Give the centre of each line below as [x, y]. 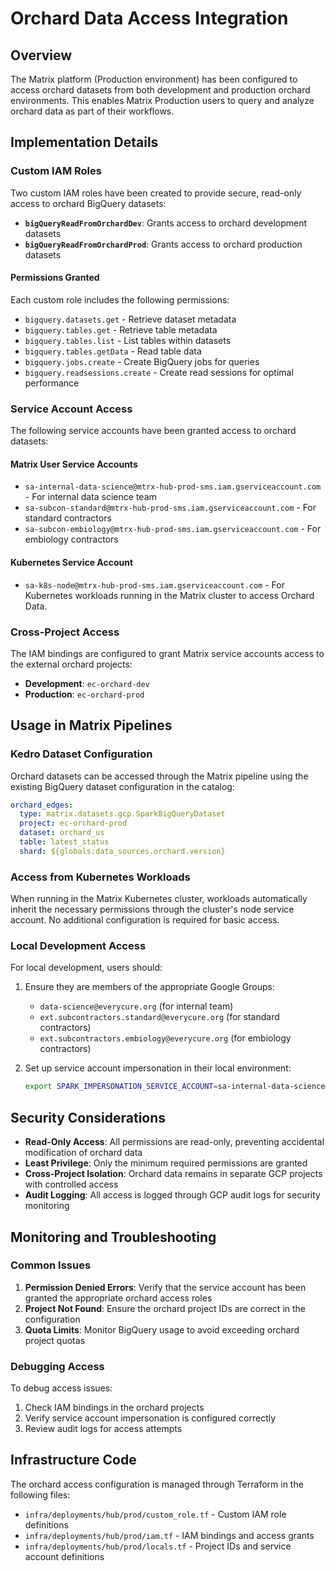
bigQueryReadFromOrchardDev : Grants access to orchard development [166, 223]
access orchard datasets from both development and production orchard [160, 90]
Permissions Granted [55, 278]
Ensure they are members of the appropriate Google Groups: [150, 987]
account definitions [64, 1556]
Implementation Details [84, 142]
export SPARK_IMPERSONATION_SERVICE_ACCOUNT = [121, 1087]
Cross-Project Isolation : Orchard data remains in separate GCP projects [173, 1174]
